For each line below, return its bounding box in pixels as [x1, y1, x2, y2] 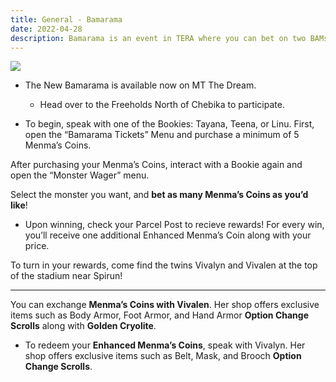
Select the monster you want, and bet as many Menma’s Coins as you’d [10, 189, 309, 201]
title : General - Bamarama [10, 14, 123, 25]
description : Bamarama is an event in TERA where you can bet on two [10, 33, 307, 43]
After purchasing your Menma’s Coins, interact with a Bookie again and [10, 159, 303, 171]
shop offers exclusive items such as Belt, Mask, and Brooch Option [24, 350, 302, 362]
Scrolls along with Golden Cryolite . [10, 320, 157, 332]
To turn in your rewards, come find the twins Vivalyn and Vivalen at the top [10, 259, 318, 271]
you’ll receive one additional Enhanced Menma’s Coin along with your [24, 229, 312, 241]
